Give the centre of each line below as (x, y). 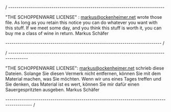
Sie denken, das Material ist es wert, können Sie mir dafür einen (72, 84)
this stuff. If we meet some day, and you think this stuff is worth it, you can (83, 28)
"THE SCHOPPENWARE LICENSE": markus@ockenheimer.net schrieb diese (85, 68)
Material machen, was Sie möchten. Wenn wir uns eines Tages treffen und (83, 79)
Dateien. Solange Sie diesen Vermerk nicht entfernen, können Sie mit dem (83, 73)
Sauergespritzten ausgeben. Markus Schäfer (52, 90)
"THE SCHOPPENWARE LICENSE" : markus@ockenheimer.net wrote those (84, 17)
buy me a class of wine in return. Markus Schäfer (57, 33)
